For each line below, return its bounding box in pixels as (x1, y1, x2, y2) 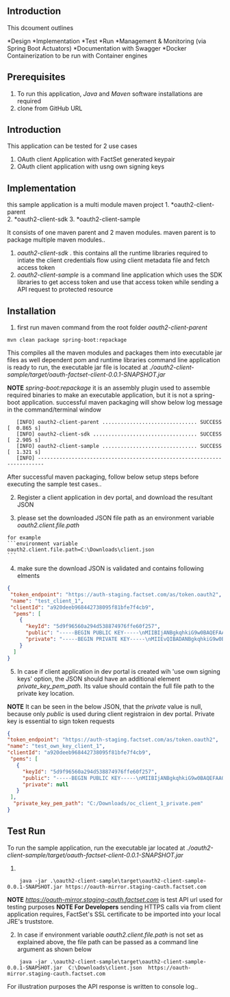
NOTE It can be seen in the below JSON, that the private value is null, (7, 702, 203, 711)
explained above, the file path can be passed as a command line (16, 937, 199, 946)
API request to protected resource (16, 286, 114, 294)
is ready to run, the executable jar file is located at (7, 363, 149, 372)
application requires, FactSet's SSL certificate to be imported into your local (7, 910, 221, 918)
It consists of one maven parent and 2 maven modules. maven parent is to (7, 229, 216, 237)
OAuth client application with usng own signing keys (16, 162, 165, 171)
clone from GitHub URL (16, 104, 83, 112)
